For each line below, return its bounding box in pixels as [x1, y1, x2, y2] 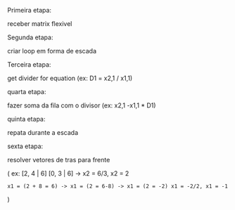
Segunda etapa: [7, 33, 53, 41]
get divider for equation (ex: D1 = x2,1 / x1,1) [7, 74, 133, 82]
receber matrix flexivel [7, 20, 72, 27]
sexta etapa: [7, 142, 44, 150]
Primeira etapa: [7, 6, 51, 14]
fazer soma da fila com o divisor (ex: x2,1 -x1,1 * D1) [7, 101, 156, 110]
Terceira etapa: [7, 60, 51, 69]
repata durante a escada [7, 129, 79, 136]
